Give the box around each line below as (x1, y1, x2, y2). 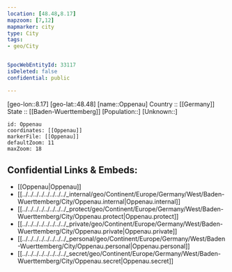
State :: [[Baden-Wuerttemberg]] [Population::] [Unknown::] (7, 107, 178, 115)
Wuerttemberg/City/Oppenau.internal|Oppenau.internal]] (17, 197, 181, 206)
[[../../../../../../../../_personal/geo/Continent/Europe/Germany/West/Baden (17, 235, 226, 243)
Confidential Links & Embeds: (7, 164, 138, 176)
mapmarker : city (7, 23, 54, 30)
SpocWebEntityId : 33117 (7, 62, 77, 69)
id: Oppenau (7, 120, 42, 128)
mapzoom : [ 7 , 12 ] (7, 17, 54, 24)
